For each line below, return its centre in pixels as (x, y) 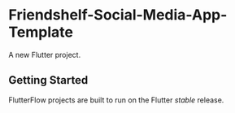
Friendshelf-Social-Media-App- (118, 15)
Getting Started (48, 80)
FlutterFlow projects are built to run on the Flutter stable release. (116, 100)
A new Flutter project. (45, 54)
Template (41, 32)
